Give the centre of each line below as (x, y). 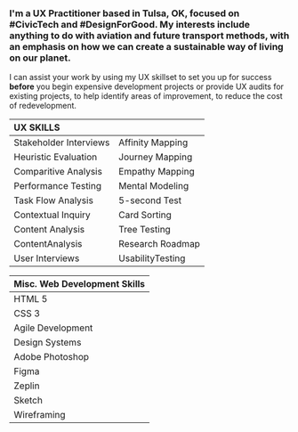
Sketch (28, 401)
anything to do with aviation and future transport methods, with (149, 36)
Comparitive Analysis (58, 172)
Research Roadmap (159, 244)
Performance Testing (58, 186)
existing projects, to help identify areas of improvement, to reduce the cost (146, 96)
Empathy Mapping (157, 172)
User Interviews (47, 258)
